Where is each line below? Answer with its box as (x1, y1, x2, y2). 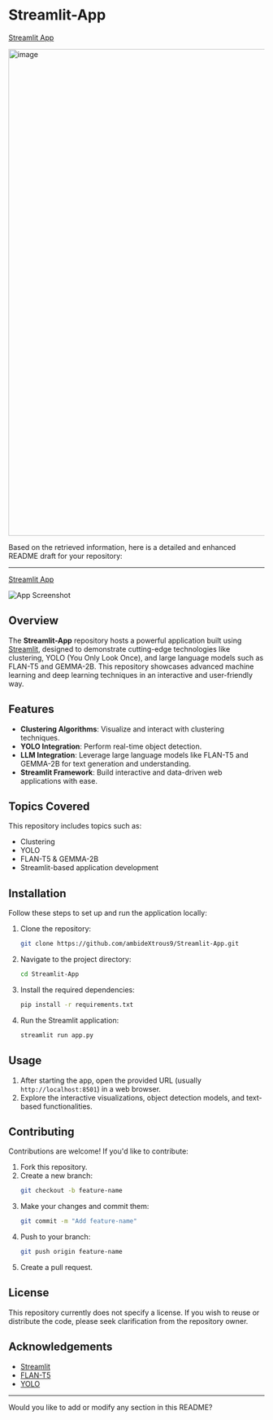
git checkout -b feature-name (19, 1187, 123, 1195)
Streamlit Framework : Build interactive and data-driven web (19, 767, 223, 777)
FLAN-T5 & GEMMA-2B (19, 854, 99, 864)
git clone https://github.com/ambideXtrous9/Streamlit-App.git (19, 939, 240, 948)
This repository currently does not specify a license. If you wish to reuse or (8, 1308, 260, 1317)
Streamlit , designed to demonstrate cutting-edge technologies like (8, 644, 231, 653)
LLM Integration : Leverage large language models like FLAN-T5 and (19, 750, 249, 759)
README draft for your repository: (8, 551, 123, 561)
